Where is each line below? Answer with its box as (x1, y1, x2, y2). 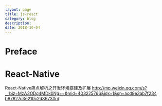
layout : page (5, 7, 32, 12)
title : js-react (5, 12, 38, 17)
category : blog (5, 16, 36, 21)
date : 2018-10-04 (5, 25, 40, 30)
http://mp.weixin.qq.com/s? (91, 85, 147, 91)
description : (5, 20, 32, 26)
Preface (5, 46, 37, 57)
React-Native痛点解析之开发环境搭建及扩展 (5, 85, 91, 91)
